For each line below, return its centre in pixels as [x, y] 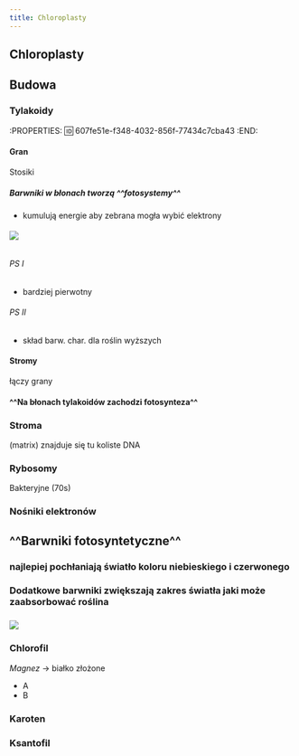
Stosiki [22, 172]
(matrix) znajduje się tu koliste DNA [75, 445]
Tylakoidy [32, 111]
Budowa [33, 85]
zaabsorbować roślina [59, 602]
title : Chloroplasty [48, 18]
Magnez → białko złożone [57, 668]
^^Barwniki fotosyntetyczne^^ [95, 540]
